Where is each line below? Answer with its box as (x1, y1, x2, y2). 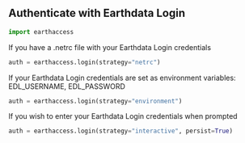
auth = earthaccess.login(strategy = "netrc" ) (8, 58, 161, 66)
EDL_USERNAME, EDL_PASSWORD (8, 81, 125, 91)
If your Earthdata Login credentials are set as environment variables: (8, 73, 236, 82)
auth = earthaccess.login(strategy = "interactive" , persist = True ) (8, 127, 233, 136)
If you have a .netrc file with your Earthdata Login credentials (8, 42, 212, 52)
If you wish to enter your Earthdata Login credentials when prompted (8, 111, 238, 121)
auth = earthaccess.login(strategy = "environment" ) (8, 97, 183, 105)
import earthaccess (8, 27, 74, 36)
